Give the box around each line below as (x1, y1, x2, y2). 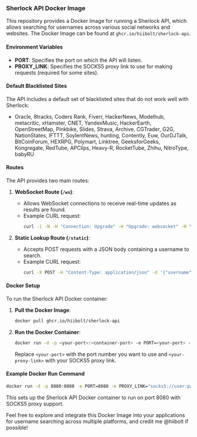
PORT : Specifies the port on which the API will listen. (14, 56, 142, 63)
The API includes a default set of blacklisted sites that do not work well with (6, 95, 189, 102)
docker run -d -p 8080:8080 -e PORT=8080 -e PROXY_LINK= (6, 383, 148, 389)
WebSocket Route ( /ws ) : (14, 188, 74, 195)
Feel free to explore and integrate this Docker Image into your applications (6, 411, 185, 418)
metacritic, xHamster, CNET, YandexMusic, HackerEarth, (14, 119, 152, 126)
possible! (6, 424, 28, 431)
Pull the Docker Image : (14, 307, 72, 314)
